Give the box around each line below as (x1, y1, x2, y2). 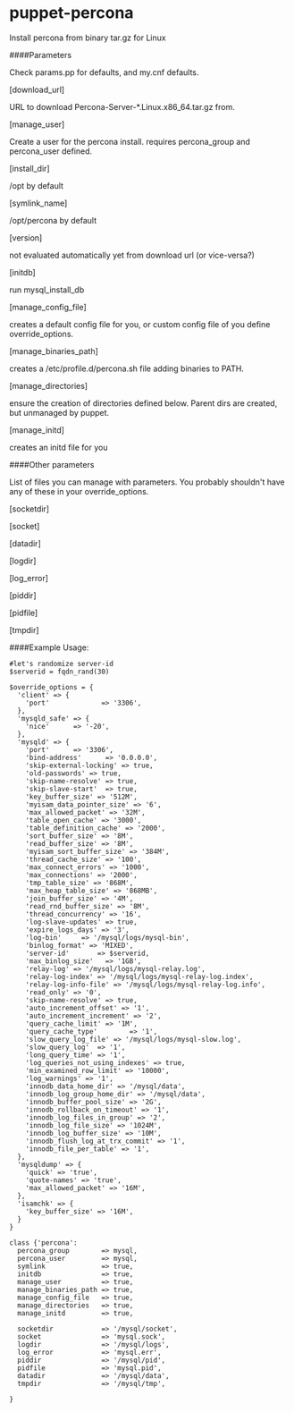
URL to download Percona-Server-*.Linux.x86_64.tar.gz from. (9, 101, 235, 112)
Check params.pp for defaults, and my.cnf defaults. (9, 66, 199, 78)
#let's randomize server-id (9, 659, 114, 668)
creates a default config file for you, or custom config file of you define (9, 318, 271, 329)
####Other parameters (9, 459, 95, 469)
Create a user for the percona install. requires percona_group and (9, 136, 250, 147)
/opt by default (9, 180, 64, 190)
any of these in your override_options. (9, 486, 149, 496)
